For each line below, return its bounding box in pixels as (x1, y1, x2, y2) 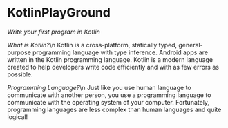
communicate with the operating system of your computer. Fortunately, (7, 98, 209, 106)
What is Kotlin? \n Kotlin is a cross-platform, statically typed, (7, 41, 178, 49)
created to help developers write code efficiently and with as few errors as (7, 63, 220, 71)
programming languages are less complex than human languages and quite (7, 105, 222, 114)
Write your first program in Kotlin (7, 28, 100, 36)
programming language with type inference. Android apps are (32, 48, 209, 56)
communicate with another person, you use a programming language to (7, 91, 211, 99)
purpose (7, 48, 31, 56)
